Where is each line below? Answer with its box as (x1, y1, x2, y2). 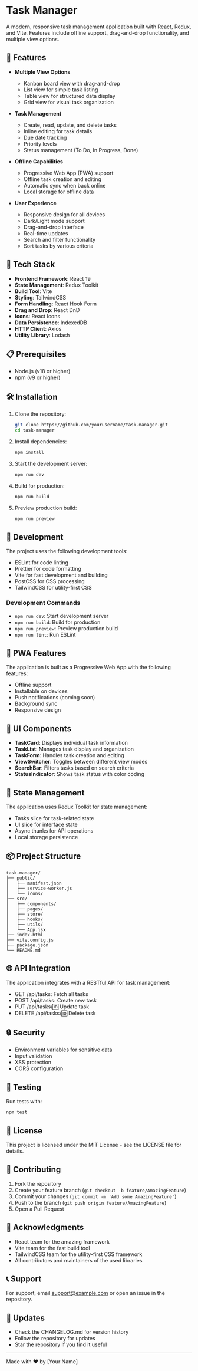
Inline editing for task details (23, 127, 93, 134)
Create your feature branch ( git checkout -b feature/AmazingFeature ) (14, 1186, 187, 1194)
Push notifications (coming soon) (14, 694, 95, 701)
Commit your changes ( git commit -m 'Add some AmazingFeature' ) (14, 1192, 177, 1200)
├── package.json (6, 942, 49, 948)
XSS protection (14, 1059, 52, 1066)
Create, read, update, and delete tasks (23, 121, 117, 129)
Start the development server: (14, 460, 88, 467)
